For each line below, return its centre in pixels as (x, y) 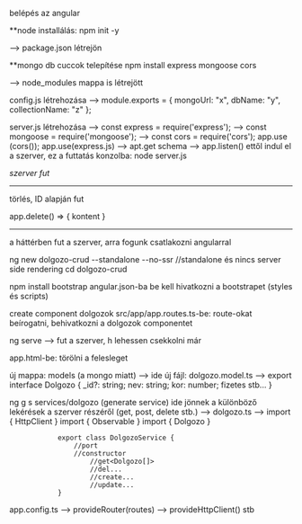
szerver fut (30, 173)
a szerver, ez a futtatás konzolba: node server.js (98, 155)
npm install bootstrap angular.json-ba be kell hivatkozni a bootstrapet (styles (151, 286)
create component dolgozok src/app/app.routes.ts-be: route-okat (131, 313)
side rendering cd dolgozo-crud (68, 269)
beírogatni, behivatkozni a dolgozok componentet (101, 323)
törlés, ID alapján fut (47, 199)
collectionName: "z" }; (50, 110)
